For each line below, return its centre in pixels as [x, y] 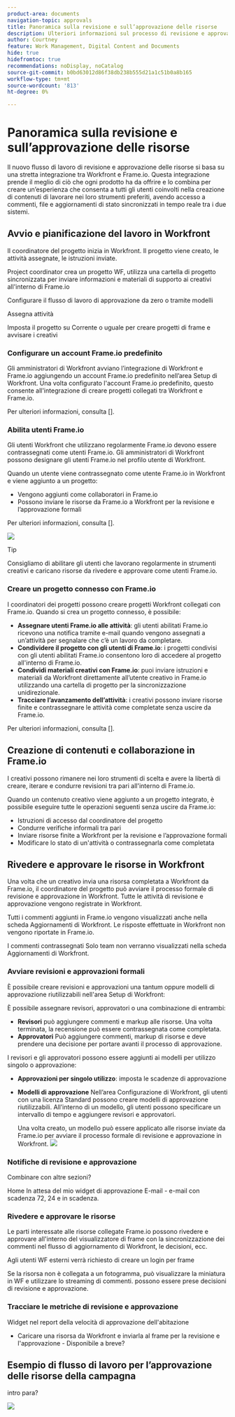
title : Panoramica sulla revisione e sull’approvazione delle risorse [112, 27]
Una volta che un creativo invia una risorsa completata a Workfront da [108, 881]
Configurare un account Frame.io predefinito [85, 353]
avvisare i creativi [33, 334]
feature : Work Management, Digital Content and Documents [93, 46]
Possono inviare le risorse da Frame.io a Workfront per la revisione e [116, 502]
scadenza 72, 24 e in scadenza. [53, 1198]
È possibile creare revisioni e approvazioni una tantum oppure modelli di [111, 987]
